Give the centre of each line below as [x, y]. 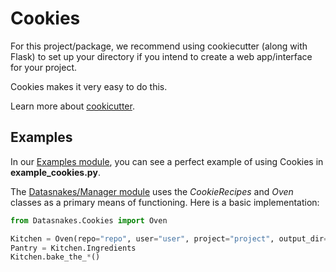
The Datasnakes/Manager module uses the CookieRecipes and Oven [152, 191]
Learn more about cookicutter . [72, 106]
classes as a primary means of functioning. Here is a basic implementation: [165, 202]
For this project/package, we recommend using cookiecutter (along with [159, 46]
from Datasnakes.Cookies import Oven [89, 220]
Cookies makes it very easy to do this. [89, 86]
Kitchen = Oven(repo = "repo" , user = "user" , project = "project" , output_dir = [169, 238]
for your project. [44, 67]
